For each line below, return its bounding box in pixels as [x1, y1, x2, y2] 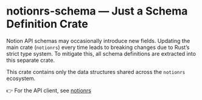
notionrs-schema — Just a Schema [6, 4, 188, 18]
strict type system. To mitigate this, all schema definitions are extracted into [6, 50, 197, 57]
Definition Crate [6, 17, 88, 31]
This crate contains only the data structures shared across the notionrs [6, 68, 186, 75]
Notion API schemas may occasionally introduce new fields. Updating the [6, 37, 190, 44]
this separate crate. [6, 56, 55, 64]
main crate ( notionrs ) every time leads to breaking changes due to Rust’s [6, 44, 190, 51]
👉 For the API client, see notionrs [6, 87, 91, 94]
